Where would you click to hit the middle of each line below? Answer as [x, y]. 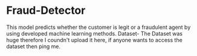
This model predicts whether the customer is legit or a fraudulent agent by [98, 27]
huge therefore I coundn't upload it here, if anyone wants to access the [94, 40]
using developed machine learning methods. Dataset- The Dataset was [94, 33]
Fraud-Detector [46, 11]
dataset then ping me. [33, 46]
